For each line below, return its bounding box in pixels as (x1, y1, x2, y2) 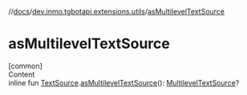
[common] (8, 61, 43, 70)
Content (8, 69, 35, 79)
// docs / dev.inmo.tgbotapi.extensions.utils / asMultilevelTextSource (8, 7, 225, 16)
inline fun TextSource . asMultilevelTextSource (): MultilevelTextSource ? (8, 77, 240, 87)
